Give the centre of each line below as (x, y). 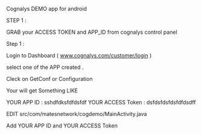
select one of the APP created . (45, 67)
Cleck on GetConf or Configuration (49, 79)
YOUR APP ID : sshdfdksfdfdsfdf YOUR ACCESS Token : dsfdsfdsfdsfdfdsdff (101, 102)
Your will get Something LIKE (42, 91)
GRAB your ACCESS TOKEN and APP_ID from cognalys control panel (92, 32)
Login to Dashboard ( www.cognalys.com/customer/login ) (79, 56)
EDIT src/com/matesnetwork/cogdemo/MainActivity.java (77, 114)
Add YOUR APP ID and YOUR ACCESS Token (62, 126)
